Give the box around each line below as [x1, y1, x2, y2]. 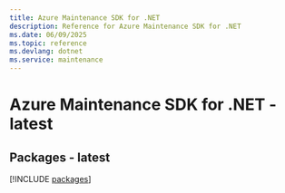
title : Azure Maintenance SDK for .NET [9, 13, 161, 23]
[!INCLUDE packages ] [9, 174, 92, 184]
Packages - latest [9, 150, 111, 165]
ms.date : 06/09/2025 [9, 30, 88, 39]
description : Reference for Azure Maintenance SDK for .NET [9, 22, 242, 31]
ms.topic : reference [9, 38, 88, 48]
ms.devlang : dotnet [9, 47, 84, 56]
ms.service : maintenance [9, 55, 103, 64]
